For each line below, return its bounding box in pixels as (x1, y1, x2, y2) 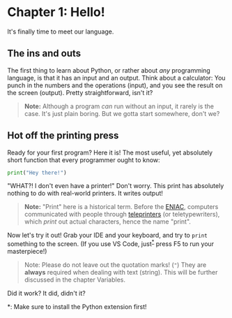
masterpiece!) (7, 247, 47, 256)
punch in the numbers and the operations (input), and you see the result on (7, 81, 223, 89)
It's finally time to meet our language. (7, 27, 114, 36)
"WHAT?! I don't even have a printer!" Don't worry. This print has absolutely (7, 182, 224, 190)
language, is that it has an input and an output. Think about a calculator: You (7, 73, 226, 82)
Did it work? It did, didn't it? (7, 289, 86, 298)
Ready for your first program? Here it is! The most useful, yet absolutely (7, 148, 213, 157)
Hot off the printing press (7, 130, 119, 142)
